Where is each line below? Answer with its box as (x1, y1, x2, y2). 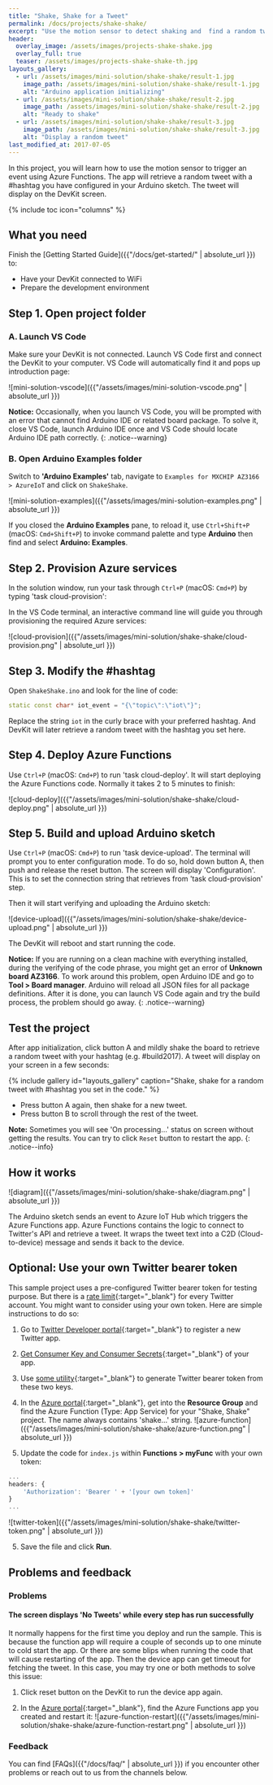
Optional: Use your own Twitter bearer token (8, 1261, 238, 1275)
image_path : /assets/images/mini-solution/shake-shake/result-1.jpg (23, 80, 260, 88)
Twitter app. (19, 1332, 61, 1343)
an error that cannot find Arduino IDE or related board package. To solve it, (8, 416, 258, 425)
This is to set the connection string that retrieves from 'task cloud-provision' (8, 874, 263, 884)
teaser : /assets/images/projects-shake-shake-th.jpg (15, 58, 198, 66)
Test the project (8, 1021, 91, 1035)
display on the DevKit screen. (8, 189, 107, 199)
